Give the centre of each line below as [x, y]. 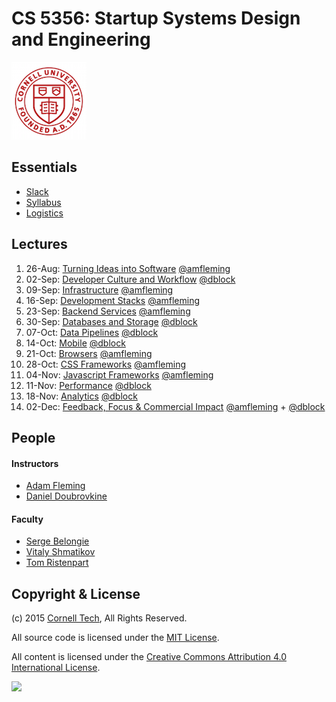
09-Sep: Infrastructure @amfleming [99, 289]
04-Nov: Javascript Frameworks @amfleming [119, 374]
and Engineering [81, 39]
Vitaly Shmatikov [60, 552]
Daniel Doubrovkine [66, 496]
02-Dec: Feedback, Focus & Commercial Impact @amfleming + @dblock [175, 406]
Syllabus [43, 202]
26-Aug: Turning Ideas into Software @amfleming [128, 268]
